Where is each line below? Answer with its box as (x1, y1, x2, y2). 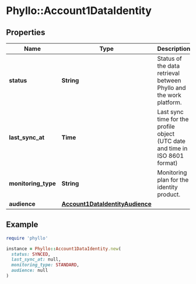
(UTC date (157, 137, 185, 145)
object (157, 130, 175, 138)
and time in (157, 144, 188, 153)
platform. (157, 98, 182, 106)
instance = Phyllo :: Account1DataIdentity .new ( (6, 245, 121, 252)
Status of (157, 54, 183, 63)
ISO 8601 (157, 152, 184, 160)
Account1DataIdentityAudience (61, 200, 152, 208)
